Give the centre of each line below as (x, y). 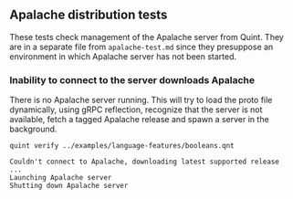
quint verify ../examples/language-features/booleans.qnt (122, 146)
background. (33, 129)
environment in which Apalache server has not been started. (123, 56)
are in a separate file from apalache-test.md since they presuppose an (141, 47)
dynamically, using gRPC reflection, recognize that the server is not (136, 110)
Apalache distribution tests (89, 15)
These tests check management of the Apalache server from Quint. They (147, 37)
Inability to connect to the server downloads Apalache (132, 79)
